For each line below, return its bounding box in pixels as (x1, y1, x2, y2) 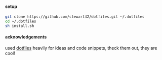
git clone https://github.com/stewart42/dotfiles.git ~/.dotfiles (5, 14, 145, 19)
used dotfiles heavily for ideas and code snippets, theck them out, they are (5, 45, 158, 51)
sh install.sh (5, 23, 35, 29)
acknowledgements (5, 34, 47, 40)
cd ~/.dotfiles (5, 19, 37, 24)
